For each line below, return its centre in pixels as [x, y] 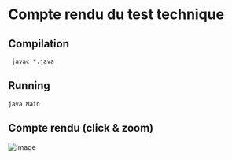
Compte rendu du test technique [116, 15]
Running [29, 86]
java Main [24, 104]
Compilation [39, 44]
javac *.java [33, 61]
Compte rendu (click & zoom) [81, 128]
